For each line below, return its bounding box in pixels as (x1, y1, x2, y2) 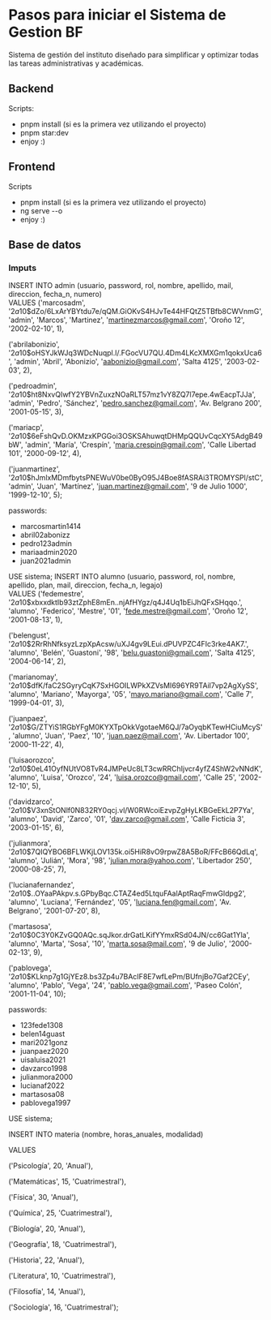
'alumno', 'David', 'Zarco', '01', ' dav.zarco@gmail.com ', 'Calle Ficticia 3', (8, 814, 246, 824)
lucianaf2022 (19, 1081, 65, 1090)
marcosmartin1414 (19, 522, 82, 531)
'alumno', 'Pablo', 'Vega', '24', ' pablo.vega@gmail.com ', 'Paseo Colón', (8, 980, 243, 991)
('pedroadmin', (8, 381, 57, 391)
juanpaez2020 (19, 1047, 69, 1056)
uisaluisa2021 (19, 1055, 66, 1064)
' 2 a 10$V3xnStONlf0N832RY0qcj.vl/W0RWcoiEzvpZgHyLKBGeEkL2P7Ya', (8, 806, 255, 815)
